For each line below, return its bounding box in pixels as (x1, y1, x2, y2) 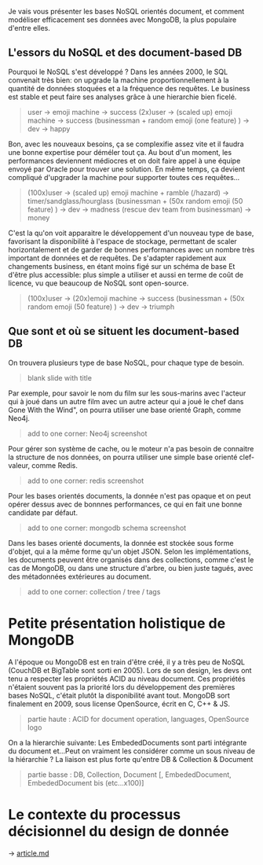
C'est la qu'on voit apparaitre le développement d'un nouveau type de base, (8, 228, 254, 237)
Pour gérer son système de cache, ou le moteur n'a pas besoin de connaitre (8, 444, 254, 453)
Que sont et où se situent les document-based (8, 325, 239, 338)
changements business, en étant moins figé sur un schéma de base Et (8, 261, 236, 271)
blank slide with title (27, 373, 93, 382)
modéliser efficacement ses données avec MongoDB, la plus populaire (8, 15, 237, 24)
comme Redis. (31, 460, 79, 470)
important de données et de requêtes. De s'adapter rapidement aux (8, 253, 227, 263)
